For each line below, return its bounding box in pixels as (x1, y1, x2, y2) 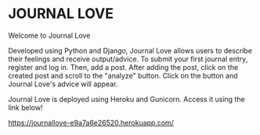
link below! (8, 103, 43, 112)
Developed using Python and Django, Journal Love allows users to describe (8, 46, 253, 55)
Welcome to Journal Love (8, 31, 91, 40)
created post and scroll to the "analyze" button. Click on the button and (8, 71, 238, 80)
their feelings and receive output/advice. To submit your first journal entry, (8, 54, 248, 64)
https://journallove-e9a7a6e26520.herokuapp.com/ (8, 118, 175, 127)
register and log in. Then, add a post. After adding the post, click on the (8, 62, 239, 71)
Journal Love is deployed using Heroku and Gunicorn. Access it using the (8, 94, 245, 104)
